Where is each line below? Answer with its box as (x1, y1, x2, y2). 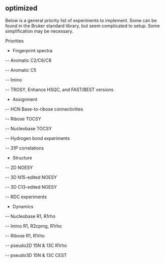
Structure (12, 154, 32, 160)
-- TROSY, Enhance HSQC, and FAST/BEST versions (5, 86, 114, 93)
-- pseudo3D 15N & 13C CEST (5, 252, 67, 258)
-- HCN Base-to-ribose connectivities (5, 106, 84, 112)
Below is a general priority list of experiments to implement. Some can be (5, 17, 157, 23)
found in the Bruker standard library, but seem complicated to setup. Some (5, 23, 160, 29)
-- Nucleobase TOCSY (5, 125, 52, 131)
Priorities (5, 38, 24, 44)
